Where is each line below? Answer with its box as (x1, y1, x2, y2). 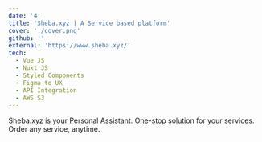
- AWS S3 (15, 94, 45, 102)
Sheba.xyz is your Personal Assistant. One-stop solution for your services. (8, 116, 255, 125)
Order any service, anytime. (8, 124, 100, 134)
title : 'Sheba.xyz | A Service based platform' (8, 19, 171, 27)
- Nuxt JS (15, 64, 48, 72)
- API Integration (15, 86, 78, 95)
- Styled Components (15, 71, 84, 79)
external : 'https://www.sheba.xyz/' (8, 42, 131, 50)
